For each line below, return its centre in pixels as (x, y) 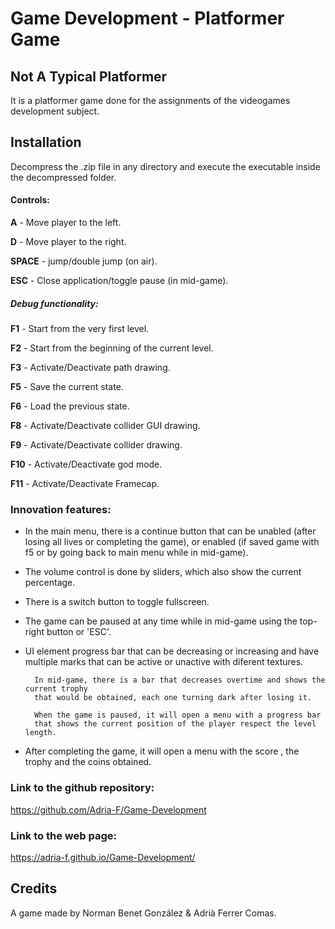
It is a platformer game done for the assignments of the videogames (150, 100)
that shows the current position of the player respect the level (175, 724)
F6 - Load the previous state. (70, 406)
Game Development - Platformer (147, 18)
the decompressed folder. (63, 177)
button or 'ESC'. (79, 632)
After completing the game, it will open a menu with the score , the (162, 751)
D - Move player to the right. (68, 242)
